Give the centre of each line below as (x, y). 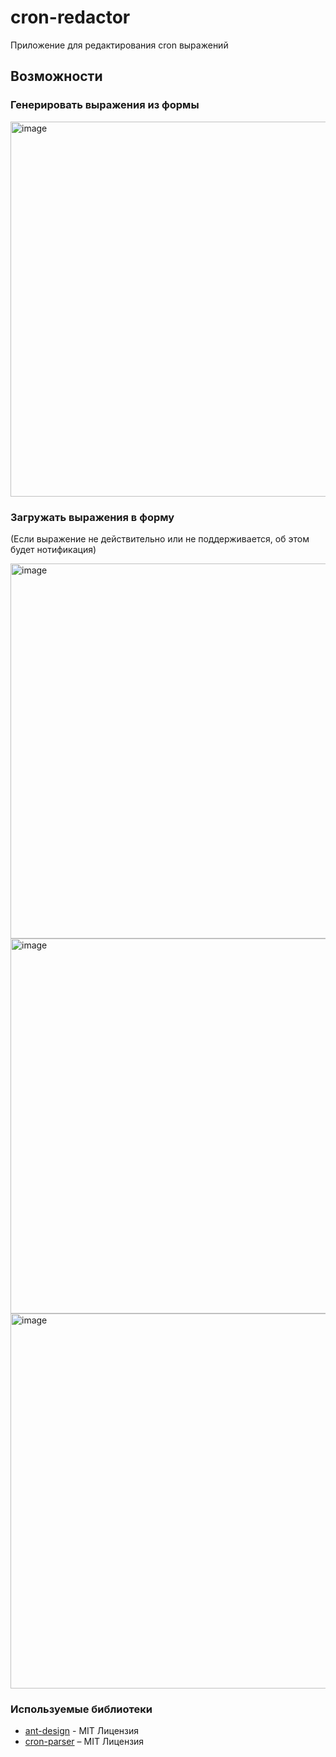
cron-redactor (70, 17)
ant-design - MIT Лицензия (82, 1731)
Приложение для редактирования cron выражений (119, 45)
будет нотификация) (53, 549)
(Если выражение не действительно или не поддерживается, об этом (160, 538)
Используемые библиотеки (81, 1709)
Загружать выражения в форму (92, 517)
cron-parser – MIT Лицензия (84, 1742)
